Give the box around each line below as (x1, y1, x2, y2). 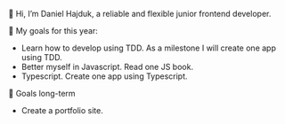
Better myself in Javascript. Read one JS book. (20, 62, 193, 72)
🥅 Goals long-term (8, 89, 77, 98)
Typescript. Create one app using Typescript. (20, 71, 188, 81)
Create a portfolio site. (20, 105, 103, 115)
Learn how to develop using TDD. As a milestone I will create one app (20, 43, 277, 53)
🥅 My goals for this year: (8, 26, 99, 35)
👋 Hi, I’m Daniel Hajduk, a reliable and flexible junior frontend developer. (8, 9, 272, 19)
